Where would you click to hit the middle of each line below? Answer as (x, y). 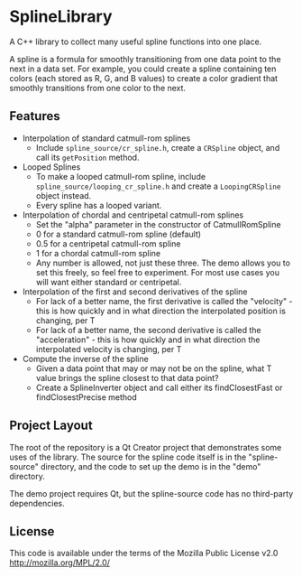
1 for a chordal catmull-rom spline (98, 253)
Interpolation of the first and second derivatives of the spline (135, 292)
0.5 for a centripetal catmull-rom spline (108, 243)
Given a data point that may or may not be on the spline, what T (154, 368)
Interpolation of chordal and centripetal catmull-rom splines (133, 215)
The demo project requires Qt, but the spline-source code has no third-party (151, 493)
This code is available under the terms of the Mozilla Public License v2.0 (144, 554)
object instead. (64, 195)
